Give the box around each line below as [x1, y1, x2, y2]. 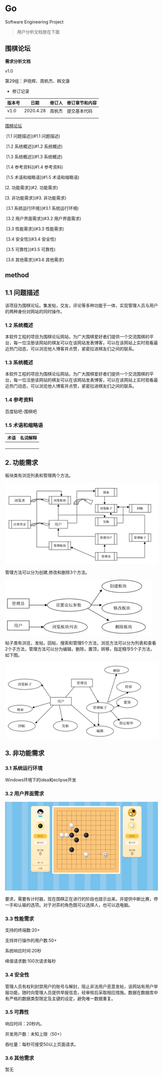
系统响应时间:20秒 [5, 948, 42, 954]
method [5, 271, 29, 279]
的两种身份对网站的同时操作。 [5, 308, 65, 314]
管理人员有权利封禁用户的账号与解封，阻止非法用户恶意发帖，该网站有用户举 [5, 983, 158, 989]
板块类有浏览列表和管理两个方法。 [5, 472, 73, 478]
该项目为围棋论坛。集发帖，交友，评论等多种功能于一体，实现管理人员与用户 [5, 302, 158, 308]
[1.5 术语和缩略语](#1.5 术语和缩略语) [6, 174, 80, 180]
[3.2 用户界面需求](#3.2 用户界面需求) [6, 215, 81, 221]
